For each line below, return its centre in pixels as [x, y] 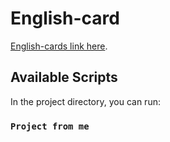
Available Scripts [64, 77]
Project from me [50, 126]
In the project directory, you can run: [85, 101]
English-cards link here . [59, 46]
